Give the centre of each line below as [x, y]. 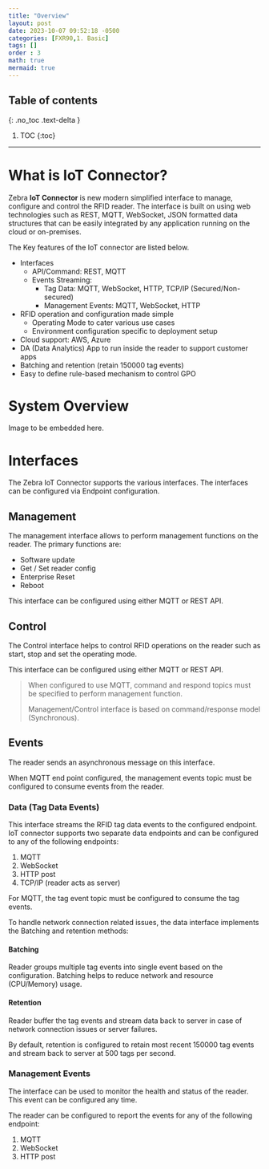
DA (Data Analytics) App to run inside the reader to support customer [134, 348]
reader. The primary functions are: [65, 544]
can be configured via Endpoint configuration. [84, 491]
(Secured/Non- [216, 288]
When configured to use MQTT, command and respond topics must [139, 685]
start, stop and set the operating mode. [73, 654]
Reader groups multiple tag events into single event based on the [116, 967]
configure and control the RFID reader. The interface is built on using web [129, 206]
